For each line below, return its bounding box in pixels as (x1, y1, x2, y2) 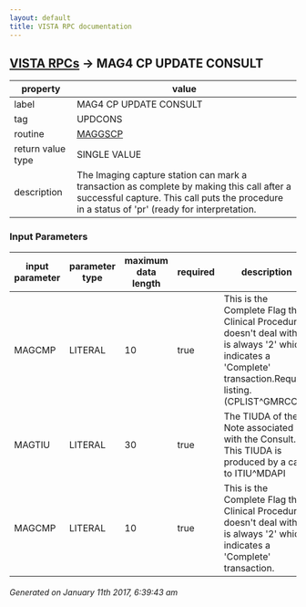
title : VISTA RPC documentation (9, 22, 132, 31)
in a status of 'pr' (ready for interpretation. (76, 203, 257, 215)
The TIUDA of (223, 410, 282, 423)
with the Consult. (223, 433, 297, 445)
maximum (124, 254, 168, 267)
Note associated (223, 421, 294, 434)
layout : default (9, 13, 71, 23)
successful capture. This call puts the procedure (76, 192, 284, 204)
